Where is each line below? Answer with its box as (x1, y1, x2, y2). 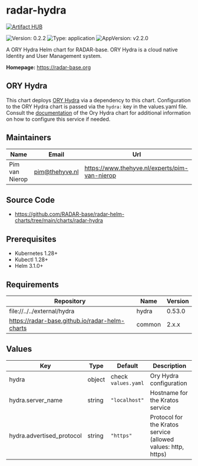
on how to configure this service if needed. (6, 115, 111, 122)
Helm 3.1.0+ (14, 263, 44, 270)
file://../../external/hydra (9, 307, 75, 315)
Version (166, 297, 189, 305)
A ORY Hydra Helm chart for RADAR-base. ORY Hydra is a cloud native (6, 46, 178, 53)
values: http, (150, 442, 184, 451)
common (136, 321, 161, 328)
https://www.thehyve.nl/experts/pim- (84, 164, 189, 172)
